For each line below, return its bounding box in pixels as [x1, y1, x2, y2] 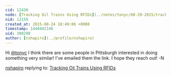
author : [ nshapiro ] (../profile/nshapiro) [5, 36, 95, 41]
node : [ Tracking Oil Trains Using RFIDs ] [5, 12, 95, 17]
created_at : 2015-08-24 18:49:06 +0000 [5, 21, 90, 27]
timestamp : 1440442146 [5, 26, 53, 31]
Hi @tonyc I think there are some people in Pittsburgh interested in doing [5, 49, 158, 56]
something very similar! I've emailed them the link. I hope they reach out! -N [5, 55, 164, 61]
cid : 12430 [5, 7, 28, 13]
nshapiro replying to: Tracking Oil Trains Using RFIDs [5, 64, 116, 71]
